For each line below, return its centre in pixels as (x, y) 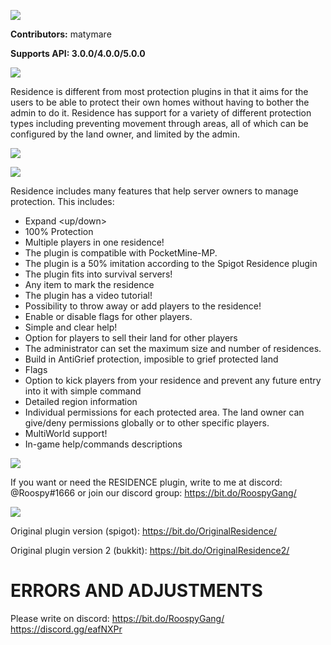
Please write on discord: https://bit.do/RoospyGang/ (117, 618)
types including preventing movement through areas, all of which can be (159, 123)
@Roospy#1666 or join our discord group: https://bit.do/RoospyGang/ (153, 493)
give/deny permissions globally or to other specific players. (147, 423)
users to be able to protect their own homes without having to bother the (160, 102)
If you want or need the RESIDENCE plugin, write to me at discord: (146, 482)
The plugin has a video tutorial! (88, 295)
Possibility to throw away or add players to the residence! (143, 306)
